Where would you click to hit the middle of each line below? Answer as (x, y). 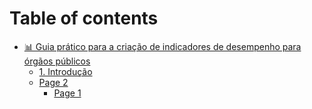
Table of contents (84, 18)
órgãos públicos (57, 61)
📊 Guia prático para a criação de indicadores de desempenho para (162, 46)
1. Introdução (65, 71)
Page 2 (53, 82)
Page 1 (67, 93)
